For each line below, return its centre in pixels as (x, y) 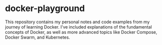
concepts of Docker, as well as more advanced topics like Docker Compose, (81, 32)
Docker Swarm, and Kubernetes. (38, 37)
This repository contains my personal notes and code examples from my (77, 22)
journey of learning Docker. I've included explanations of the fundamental (78, 27)
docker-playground (45, 8)
